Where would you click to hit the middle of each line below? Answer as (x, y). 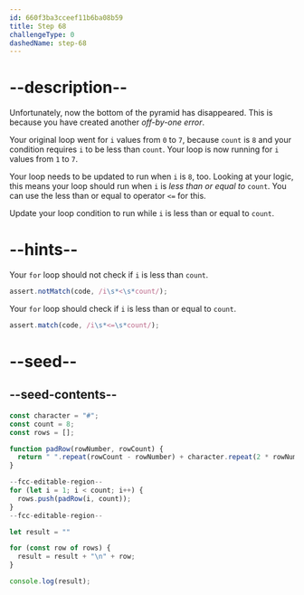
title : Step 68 (38, 26)
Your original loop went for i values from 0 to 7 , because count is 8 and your (151, 140)
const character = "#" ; (54, 416)
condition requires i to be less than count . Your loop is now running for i (144, 149)
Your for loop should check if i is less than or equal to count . (123, 309)
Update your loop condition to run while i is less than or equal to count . (142, 213)
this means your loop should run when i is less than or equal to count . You (148, 186)
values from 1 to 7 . (44, 159)
